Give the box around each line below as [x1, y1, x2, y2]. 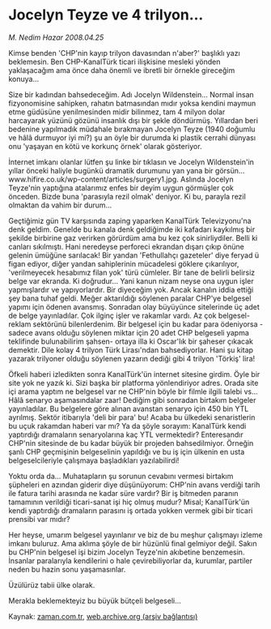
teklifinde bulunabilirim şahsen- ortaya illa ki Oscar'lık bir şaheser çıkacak [8, 336, 253, 346]
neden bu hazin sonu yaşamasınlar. [8, 564, 126, 574]
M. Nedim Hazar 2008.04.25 [8, 32, 104, 42]
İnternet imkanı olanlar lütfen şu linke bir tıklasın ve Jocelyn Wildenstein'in [8, 156, 255, 167]
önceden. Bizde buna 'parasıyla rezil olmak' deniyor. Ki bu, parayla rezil [8, 191, 247, 201]
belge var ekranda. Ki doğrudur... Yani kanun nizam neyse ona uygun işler [8, 276, 254, 285]
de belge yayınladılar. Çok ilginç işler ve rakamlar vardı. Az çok [8, 310, 217, 320]
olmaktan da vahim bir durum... [8, 200, 112, 210]
